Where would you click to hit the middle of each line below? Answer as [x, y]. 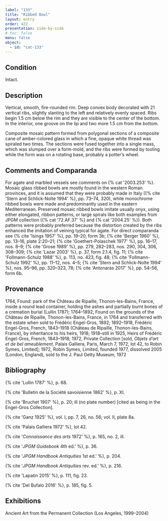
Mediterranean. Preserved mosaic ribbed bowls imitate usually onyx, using [82, 210]
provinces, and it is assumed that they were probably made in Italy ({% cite [83, 193]
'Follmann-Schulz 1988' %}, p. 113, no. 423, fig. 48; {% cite [66, 257]
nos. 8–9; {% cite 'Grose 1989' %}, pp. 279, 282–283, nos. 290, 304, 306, [81, 247]
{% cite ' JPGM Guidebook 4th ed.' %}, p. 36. [51, 446]
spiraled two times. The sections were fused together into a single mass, [80, 144]
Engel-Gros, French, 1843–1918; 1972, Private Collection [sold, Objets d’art [82, 338]
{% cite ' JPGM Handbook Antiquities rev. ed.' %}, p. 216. [64, 466]
